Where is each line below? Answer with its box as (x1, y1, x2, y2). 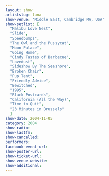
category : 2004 (5, 120, 37, 126)
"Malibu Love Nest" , (10, 26, 53, 31)
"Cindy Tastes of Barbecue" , (10, 54, 71, 60)
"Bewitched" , (10, 83, 37, 88)
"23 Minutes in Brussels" (10, 107, 65, 112)
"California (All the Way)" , (10, 97, 71, 102)
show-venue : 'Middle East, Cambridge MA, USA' (5, 17, 105, 22)
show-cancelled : (5, 135, 39, 140)
